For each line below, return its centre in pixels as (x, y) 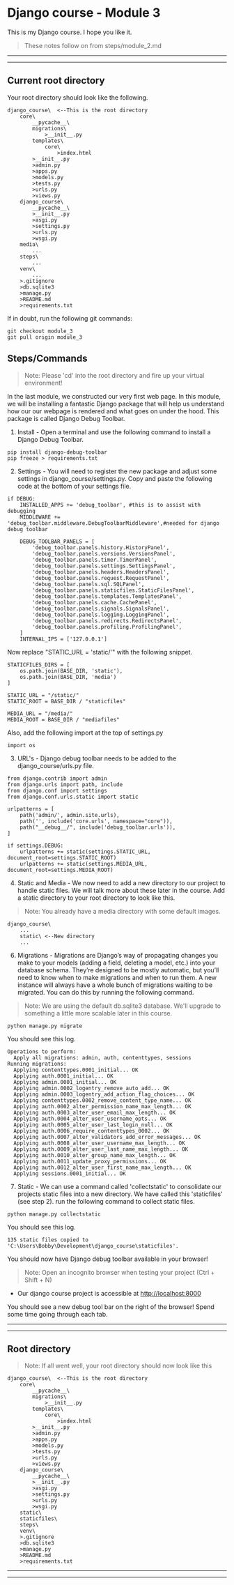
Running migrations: (37, 1064)
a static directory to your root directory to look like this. (96, 898)
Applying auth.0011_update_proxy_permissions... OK (90, 1161)
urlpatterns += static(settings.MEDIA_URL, (84, 864)
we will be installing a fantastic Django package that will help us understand (116, 404)
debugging (22, 511)
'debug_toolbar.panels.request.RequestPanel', (101, 578)
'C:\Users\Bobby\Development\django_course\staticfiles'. (93, 1246)
